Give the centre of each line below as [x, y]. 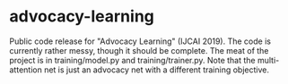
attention [26, 70]
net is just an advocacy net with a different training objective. [156, 70]
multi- [268, 60]
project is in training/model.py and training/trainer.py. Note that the [132, 60]
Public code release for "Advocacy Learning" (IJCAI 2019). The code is [140, 41]
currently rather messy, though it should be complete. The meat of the [139, 50]
